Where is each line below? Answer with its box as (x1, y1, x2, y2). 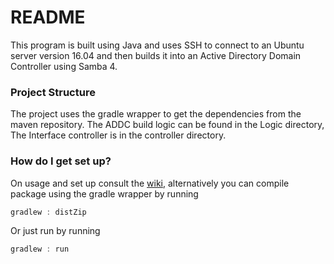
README (10, 6, 86, 29)
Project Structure (10, 85, 96, 99)
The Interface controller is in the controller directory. (10, 129, 227, 141)
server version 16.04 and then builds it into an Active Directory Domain (10, 49, 302, 61)
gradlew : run (10, 244, 70, 255)
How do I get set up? (10, 154, 112, 168)
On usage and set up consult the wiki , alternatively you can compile (10, 177, 290, 189)
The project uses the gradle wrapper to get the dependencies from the (10, 108, 302, 120)
